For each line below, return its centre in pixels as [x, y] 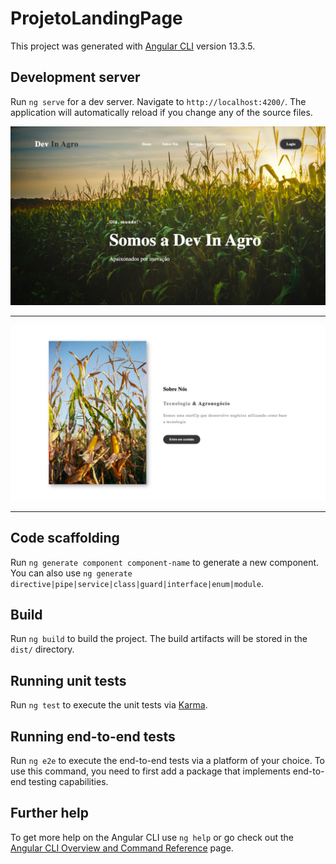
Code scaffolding [65, 538]
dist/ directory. [42, 649]
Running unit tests [68, 680]
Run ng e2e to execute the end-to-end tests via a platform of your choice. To [168, 760]
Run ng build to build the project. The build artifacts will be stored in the [159, 639]
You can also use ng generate [71, 573]
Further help [50, 813]
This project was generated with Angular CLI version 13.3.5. [133, 46]
